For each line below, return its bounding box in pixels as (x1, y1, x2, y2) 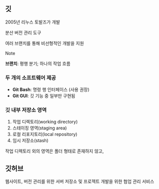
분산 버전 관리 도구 (5, 29, 41, 35)
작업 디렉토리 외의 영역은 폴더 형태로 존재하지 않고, (5, 148, 104, 154)
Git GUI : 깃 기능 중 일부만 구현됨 (12, 93, 75, 99)
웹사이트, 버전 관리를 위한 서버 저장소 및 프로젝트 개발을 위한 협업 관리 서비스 (5, 178, 154, 184)
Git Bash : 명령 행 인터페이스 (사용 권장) (12, 86, 89, 92)
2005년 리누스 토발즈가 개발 (5, 19, 60, 25)
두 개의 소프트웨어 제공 (5, 74, 56, 81)
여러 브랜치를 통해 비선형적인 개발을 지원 (5, 40, 84, 46)
